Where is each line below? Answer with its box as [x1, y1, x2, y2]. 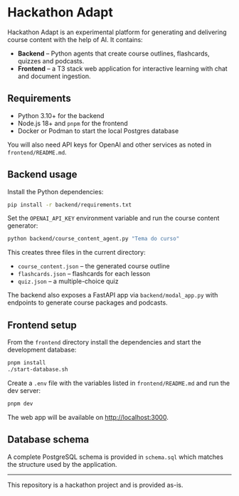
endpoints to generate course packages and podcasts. [7, 298, 169, 307]
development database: [7, 346, 77, 354]
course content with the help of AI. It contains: [7, 35, 144, 43]
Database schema [7, 433, 90, 445]
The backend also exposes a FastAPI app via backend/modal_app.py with [7, 291, 218, 300]
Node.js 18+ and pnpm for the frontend [17, 119, 128, 127]
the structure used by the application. [7, 460, 117, 468]
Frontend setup [7, 319, 77, 331]
